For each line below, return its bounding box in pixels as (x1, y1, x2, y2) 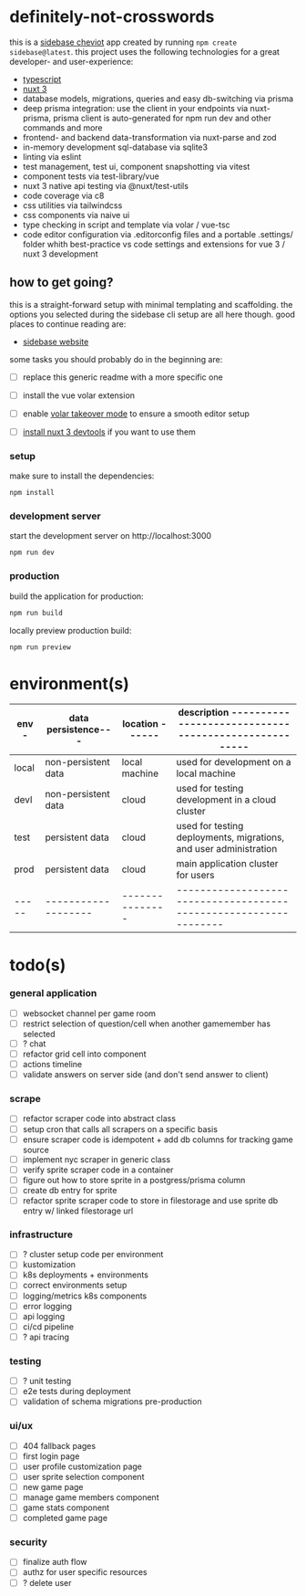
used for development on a (176, 756, 291, 769)
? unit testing (22, 1376, 72, 1387)
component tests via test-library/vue (22, 171, 159, 182)
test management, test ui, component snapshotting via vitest (22, 161, 250, 172)
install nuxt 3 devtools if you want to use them (22, 426, 196, 437)
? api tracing (22, 1331, 70, 1342)
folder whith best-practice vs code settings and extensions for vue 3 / (22, 238, 285, 249)
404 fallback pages (22, 1440, 97, 1451)
